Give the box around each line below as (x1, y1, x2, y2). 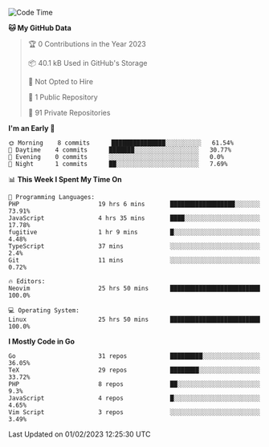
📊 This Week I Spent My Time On (8, 175, 122, 184)
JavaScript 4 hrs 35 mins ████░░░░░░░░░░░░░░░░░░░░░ (8, 214, 261, 222)
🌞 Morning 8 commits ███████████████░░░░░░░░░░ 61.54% (8, 139, 234, 147)
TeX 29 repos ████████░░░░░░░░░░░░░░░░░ (8, 366, 261, 374)
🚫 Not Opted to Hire (27, 77, 94, 86)
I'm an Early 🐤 (8, 124, 55, 132)
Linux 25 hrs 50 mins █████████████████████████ (8, 315, 261, 323)
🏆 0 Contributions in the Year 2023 (27, 39, 146, 48)
